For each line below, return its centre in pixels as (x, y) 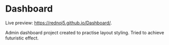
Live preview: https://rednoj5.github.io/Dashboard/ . (59, 23)
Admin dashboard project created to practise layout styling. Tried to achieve (85, 32)
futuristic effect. (22, 38)
